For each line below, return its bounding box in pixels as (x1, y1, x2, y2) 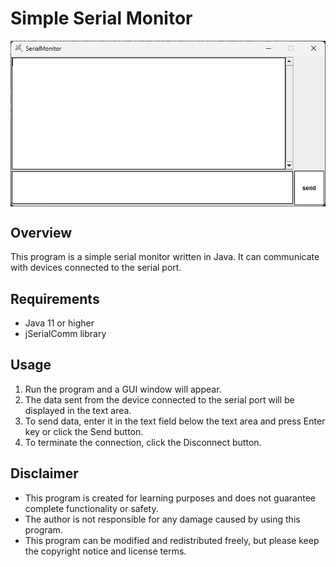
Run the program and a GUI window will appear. (24, 383, 222, 395)
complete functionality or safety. (24, 502, 159, 514)
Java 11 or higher (24, 317, 95, 329)
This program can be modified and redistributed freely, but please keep (24, 534, 320, 546)
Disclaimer (10, 465, 79, 482)
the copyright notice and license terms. (24, 545, 187, 557)
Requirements (10, 290, 100, 307)
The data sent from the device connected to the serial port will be (24, 393, 295, 406)
